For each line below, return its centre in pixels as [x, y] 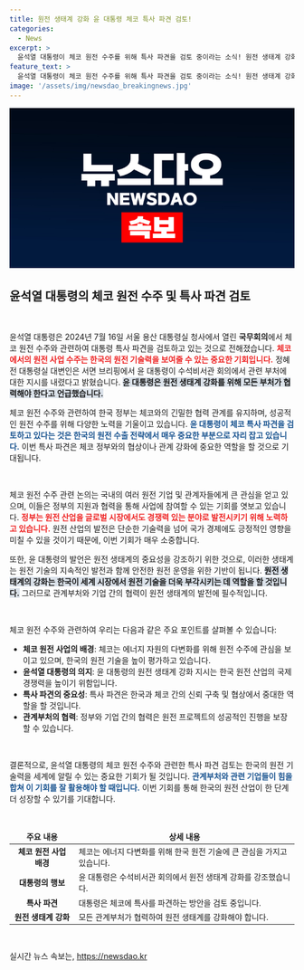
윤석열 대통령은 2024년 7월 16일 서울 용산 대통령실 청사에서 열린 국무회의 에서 [146, 337]
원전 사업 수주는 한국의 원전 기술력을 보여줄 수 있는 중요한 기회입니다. [153, 360]
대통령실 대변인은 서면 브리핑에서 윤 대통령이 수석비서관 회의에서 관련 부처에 [153, 371]
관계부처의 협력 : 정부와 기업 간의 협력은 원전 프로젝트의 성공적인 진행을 [147, 717]
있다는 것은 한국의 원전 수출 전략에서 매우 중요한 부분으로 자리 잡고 [148, 435]
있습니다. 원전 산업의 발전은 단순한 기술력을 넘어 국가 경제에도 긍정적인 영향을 [155, 528]
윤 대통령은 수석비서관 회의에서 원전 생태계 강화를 [165, 877]
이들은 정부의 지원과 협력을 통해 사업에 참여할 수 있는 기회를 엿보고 [145, 506]
